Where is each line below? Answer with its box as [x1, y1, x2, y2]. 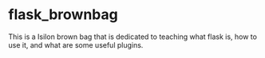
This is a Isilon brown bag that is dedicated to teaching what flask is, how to [8, 32, 258, 41]
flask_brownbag [8, 6, 118, 24]
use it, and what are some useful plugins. [8, 40, 144, 49]
